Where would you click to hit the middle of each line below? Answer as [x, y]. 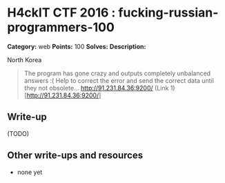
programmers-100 [61, 27]
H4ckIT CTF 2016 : [61, 13]
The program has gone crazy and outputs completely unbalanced [117, 73]
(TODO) [18, 133]
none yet [30, 172]
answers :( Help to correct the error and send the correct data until [119, 80]
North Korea [25, 59]
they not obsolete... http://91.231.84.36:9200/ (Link [96, 88]
